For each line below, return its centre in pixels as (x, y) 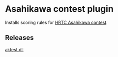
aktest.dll (14, 49)
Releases (19, 38)
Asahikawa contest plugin (59, 9)
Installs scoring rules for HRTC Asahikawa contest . (57, 22)
